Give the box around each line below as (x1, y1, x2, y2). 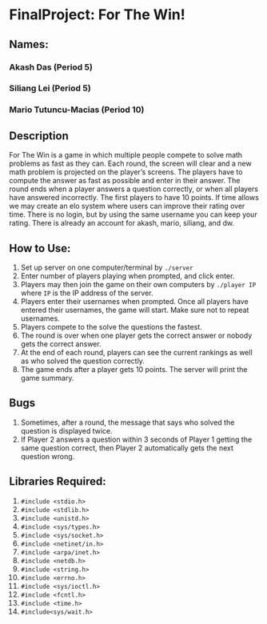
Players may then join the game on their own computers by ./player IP (20, 279, 257, 289)
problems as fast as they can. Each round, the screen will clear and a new (9, 158, 252, 169)
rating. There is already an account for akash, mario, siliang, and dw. (9, 218, 235, 228)
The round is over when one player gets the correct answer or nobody (20, 330, 253, 340)
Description (9, 129, 69, 142)
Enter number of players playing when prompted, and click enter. (20, 270, 235, 281)
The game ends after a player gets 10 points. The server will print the (20, 364, 248, 374)
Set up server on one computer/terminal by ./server (20, 262, 194, 272)
